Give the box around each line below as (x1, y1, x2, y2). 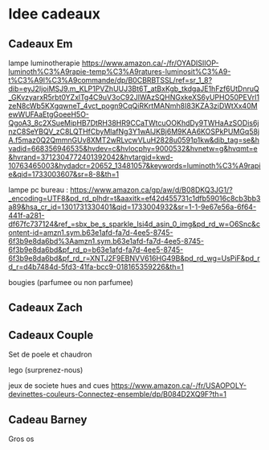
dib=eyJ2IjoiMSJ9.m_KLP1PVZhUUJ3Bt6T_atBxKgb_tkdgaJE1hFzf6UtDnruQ (8, 84, 259, 93)
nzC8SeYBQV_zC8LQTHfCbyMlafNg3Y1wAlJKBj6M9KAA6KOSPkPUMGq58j (8, 126, 260, 136)
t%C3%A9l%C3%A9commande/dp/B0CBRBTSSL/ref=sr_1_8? (8, 76, 213, 85)
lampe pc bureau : (8, 185, 68, 194)
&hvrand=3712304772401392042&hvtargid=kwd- (8, 152, 174, 162)
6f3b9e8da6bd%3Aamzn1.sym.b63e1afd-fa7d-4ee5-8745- (8, 237, 205, 246)
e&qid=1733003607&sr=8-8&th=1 (8, 170, 120, 179)
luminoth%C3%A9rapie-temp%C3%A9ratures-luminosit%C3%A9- (8, 67, 231, 76)
